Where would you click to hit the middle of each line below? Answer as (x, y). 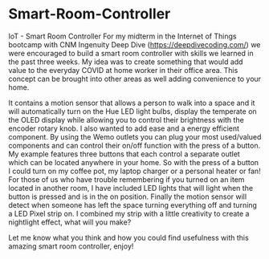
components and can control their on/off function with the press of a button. (134, 145)
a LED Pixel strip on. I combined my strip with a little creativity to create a (129, 213)
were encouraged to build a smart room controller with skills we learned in (131, 53)
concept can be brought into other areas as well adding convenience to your (135, 79)
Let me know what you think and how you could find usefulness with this (128, 237)
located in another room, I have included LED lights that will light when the (131, 188)
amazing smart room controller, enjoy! (71, 246)
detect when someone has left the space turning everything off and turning (132, 204)
